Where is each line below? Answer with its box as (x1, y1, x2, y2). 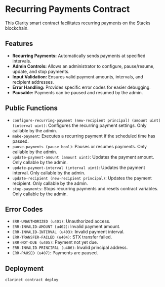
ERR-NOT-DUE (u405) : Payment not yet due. (12, 239, 98, 245)
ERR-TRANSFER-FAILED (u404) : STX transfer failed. (12, 234, 112, 240)
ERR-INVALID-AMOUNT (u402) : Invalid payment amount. (12, 224, 121, 230)
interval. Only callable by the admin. (12, 170, 85, 175)
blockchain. (5, 25, 29, 31)
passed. (12, 138, 29, 144)
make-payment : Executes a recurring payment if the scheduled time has (12, 133, 156, 139)
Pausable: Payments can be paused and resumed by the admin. (12, 89, 143, 95)
